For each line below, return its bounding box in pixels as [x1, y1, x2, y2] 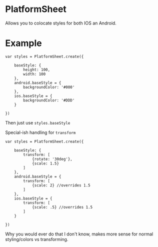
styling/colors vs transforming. [5, 236, 68, 242]
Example [5, 37, 42, 49]
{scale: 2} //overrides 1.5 [31, 182, 91, 188]
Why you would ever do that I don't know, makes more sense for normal [5, 231, 153, 237]
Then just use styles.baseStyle [5, 119, 70, 125]
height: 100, [23, 67, 50, 72]
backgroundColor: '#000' [23, 84, 75, 89]
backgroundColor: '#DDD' [23, 97, 75, 103]
